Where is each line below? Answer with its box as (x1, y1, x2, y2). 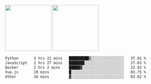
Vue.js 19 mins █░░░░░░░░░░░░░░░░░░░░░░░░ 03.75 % (5, 69, 147, 75)
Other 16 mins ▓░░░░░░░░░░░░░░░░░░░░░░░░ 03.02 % (5, 74, 147, 79)
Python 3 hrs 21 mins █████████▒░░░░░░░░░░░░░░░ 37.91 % (5, 56, 147, 61)
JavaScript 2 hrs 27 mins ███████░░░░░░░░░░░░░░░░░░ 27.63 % (5, 60, 147, 65)
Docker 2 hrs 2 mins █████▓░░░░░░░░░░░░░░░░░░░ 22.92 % (5, 65, 147, 70)
